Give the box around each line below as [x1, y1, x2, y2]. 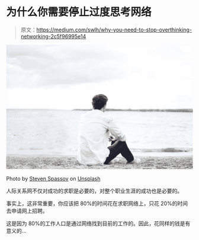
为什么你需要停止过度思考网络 [6, 5, 152, 19]
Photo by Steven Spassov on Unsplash [6, 175, 101, 182]
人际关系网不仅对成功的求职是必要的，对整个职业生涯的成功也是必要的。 [6, 187, 182, 194]
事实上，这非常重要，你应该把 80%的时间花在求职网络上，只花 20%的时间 [6, 200, 188, 207]
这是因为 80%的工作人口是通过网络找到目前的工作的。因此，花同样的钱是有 [6, 220, 191, 227]
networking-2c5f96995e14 [20, 33, 86, 40]
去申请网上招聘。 [6, 207, 48, 214]
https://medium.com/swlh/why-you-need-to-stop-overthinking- [36, 26, 192, 33]
